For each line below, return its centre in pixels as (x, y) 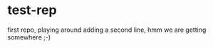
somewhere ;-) (29, 37)
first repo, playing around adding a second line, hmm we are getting (107, 30)
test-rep (32, 10)
